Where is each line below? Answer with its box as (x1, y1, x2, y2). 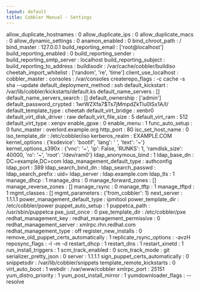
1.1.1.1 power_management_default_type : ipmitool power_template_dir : (6, 195, 179, 203)
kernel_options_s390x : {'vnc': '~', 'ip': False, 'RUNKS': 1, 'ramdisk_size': (6, 144, 183, 152)
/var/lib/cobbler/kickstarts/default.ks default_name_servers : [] (6, 88, 160, 95)
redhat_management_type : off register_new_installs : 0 (6, 227, 142, 235)
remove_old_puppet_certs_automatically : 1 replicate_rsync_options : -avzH (6, 233, 191, 240)
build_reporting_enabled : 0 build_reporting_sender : (6, 50, 135, 57)
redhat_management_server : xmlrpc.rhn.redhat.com (6, 221, 136, 228)
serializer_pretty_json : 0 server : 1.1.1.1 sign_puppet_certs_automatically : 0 (6, 252, 189, 260)
